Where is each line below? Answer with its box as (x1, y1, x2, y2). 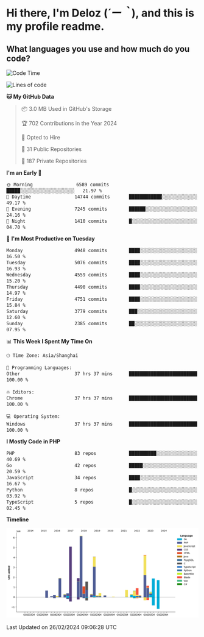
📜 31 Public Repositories (21, 146, 82, 153)
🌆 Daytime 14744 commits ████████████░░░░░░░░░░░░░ (6, 194, 198, 200)
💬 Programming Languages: (6, 365, 72, 371)
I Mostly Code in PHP (6, 438, 61, 445)
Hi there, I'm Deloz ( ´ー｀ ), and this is (6, 6, 195, 20)
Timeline (6, 516, 29, 523)
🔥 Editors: (6, 389, 35, 395)
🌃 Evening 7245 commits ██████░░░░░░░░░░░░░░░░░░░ (6, 206, 198, 212)
